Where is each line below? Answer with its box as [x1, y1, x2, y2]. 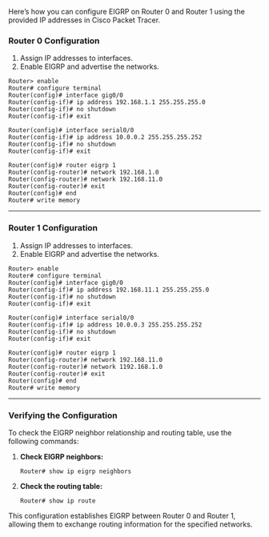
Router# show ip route [19, 496, 96, 505]
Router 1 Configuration [8, 222, 98, 234]
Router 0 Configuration [8, 35, 100, 46]
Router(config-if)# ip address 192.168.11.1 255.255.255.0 [8, 286, 210, 294]
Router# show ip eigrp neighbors [19, 467, 132, 475]
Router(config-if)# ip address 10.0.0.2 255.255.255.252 [8, 134, 203, 142]
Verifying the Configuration [8, 410, 118, 421]
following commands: [8, 436, 79, 446]
